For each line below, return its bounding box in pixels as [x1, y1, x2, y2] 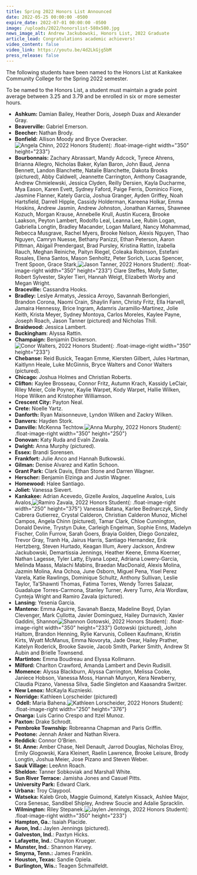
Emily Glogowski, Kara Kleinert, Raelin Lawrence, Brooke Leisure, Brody [14, 749, 189, 756]
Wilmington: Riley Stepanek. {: [14, 805, 189, 812]
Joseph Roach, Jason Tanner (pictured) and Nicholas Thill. [14, 317, 157, 324]
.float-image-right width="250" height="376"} [14, 705, 127, 712]
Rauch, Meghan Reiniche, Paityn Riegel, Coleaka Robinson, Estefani [14, 248, 179, 255]
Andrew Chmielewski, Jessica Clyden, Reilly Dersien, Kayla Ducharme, [14, 179, 186, 186]
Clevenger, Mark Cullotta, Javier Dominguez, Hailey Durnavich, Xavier [14, 611, 184, 619]
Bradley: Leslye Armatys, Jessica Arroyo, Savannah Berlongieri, [14, 292, 171, 299]
